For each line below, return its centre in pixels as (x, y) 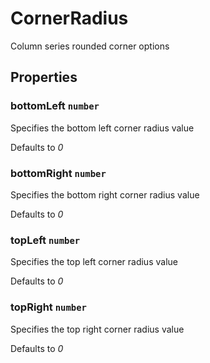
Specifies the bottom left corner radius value (102, 128)
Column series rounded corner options (90, 46)
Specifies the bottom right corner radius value (105, 194)
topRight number (48, 307)
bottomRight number (58, 173)
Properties (44, 77)
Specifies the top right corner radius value (97, 329)
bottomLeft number (55, 106)
